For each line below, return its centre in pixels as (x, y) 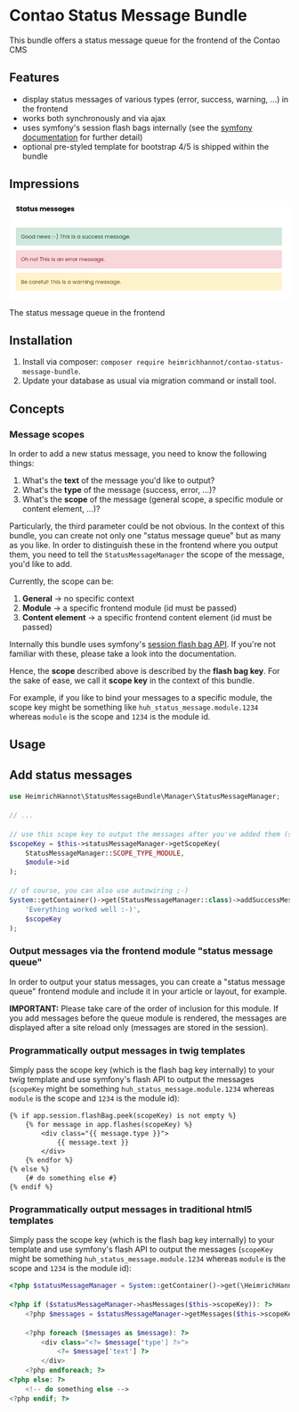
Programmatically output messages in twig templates (128, 1050)
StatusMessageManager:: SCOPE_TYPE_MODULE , (105, 853)
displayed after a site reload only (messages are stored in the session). (139, 1027)
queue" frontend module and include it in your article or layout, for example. (148, 991)
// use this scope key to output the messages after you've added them (145, 834)
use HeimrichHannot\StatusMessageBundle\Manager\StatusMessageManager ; (145, 797)
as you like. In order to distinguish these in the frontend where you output (144, 546)
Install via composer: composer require (93, 362)
